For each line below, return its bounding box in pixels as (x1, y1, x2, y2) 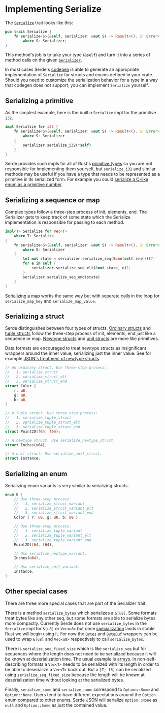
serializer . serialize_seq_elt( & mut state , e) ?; (31, 266, 132, 271)
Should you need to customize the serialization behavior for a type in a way (5, 77, 158, 83)
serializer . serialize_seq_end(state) (23, 275, 100, 279)
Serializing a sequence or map (5, 196, 100, 204)
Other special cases (5, 587, 68, 596)
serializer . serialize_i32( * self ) (23, 143, 92, 148)
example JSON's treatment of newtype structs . (5, 356, 100, 362)
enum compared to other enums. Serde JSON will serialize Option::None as (5, 697, 158, 703)
